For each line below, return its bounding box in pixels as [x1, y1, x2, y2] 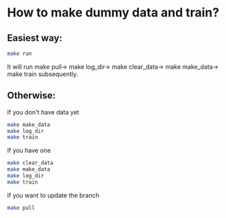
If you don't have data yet [7, 108, 79, 116]
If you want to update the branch [7, 191, 100, 199]
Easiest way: [7, 32, 63, 44]
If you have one [7, 146, 51, 155]
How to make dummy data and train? [7, 5, 220, 21]
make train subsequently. [7, 70, 79, 78]
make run [7, 50, 32, 57]
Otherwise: [7, 90, 56, 101]
